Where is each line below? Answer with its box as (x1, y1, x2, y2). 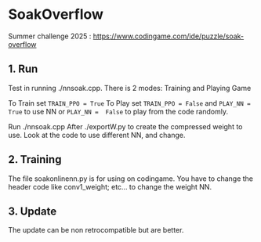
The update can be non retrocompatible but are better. (8, 226, 184, 235)
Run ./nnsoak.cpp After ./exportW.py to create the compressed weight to (8, 121, 243, 131)
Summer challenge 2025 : (8, 31, 92, 41)
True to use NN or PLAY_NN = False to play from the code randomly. (8, 107, 229, 116)
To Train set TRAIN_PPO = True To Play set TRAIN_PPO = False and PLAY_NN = (8, 98, 251, 107)
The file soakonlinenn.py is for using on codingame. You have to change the (8, 174, 253, 183)
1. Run (8, 63, 38, 76)
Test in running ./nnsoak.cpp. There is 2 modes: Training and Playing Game (8, 83, 252, 92)
